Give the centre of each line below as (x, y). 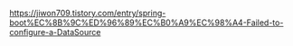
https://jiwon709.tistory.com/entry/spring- (88, 13)
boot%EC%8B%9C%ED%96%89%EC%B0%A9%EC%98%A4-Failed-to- (146, 23)
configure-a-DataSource (55, 32)
